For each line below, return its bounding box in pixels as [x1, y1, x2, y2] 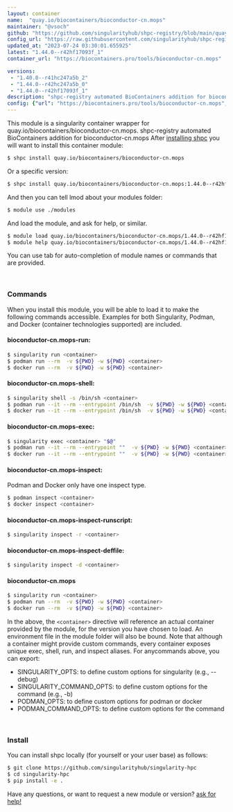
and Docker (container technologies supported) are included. [7, 320, 182, 328]
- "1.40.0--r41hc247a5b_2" [10, 74, 89, 81]
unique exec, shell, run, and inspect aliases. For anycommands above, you [7, 647, 220, 655]
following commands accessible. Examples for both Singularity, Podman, [7, 313, 215, 321]
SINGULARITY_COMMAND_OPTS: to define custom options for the [17, 682, 208, 691]
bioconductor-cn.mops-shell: [7, 379, 95, 388]
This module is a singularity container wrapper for [7, 119, 150, 127]
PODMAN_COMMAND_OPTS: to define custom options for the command [17, 705, 225, 713]
